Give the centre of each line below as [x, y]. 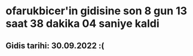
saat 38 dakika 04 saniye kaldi [82, 24]
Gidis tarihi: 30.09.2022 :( [55, 46]
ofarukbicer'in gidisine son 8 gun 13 [96, 11]
